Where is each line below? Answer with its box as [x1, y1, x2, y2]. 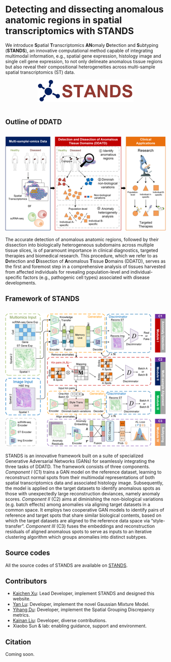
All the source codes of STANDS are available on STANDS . [5, 562, 128, 568]
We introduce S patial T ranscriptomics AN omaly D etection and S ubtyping [5, 42, 159, 48]
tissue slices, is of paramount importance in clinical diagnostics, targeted [5, 247, 159, 253]
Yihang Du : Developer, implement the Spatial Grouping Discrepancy [12, 606, 155, 613]
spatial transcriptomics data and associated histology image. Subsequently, [5, 480, 164, 486]
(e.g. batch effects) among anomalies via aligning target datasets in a [5, 501, 151, 508]
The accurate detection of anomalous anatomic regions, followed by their [5, 236, 159, 243]
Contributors [5, 577, 47, 586]
